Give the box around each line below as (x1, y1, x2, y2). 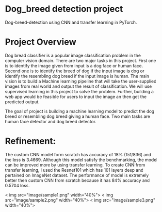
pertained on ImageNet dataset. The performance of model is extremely (5, 172, 149, 178)
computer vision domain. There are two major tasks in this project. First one (5, 57, 156, 64)
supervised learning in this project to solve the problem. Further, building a (5, 88, 154, 94)
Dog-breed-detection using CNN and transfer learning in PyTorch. (5, 19, 137, 25)
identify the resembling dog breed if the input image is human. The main (5, 73, 149, 79)
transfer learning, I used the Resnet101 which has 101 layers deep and (5, 167, 144, 173)
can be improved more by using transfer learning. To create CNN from (5, 162, 146, 168)
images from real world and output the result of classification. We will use (5, 83, 152, 89)
